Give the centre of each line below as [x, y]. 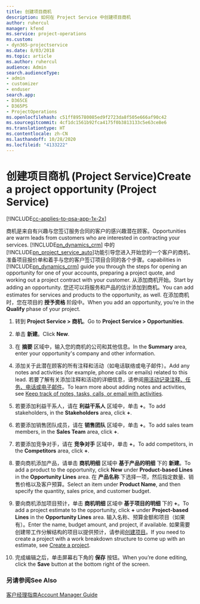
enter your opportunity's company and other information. [85, 353]
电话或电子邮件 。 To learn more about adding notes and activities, [106, 387]
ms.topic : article [29, 56]
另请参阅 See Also [32, 581]
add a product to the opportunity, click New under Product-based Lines [104, 470]
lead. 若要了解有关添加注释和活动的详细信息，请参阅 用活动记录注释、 [100, 379]
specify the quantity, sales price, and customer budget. [83, 491]
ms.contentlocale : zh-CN [37, 134]
